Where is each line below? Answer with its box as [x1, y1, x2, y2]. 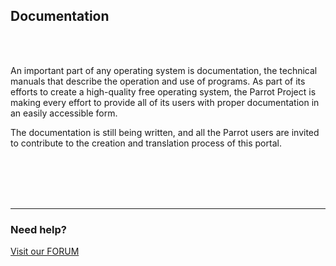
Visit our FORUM [10, 245, 80, 258]
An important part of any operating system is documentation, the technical [10, 64, 318, 76]
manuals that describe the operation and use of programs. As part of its [10, 75, 306, 87]
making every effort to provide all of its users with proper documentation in [10, 96, 320, 108]
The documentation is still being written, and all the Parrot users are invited [10, 126, 320, 138]
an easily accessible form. [10, 107, 118, 119]
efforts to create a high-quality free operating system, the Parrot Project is [10, 85, 317, 98]
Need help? [10, 222, 67, 236]
